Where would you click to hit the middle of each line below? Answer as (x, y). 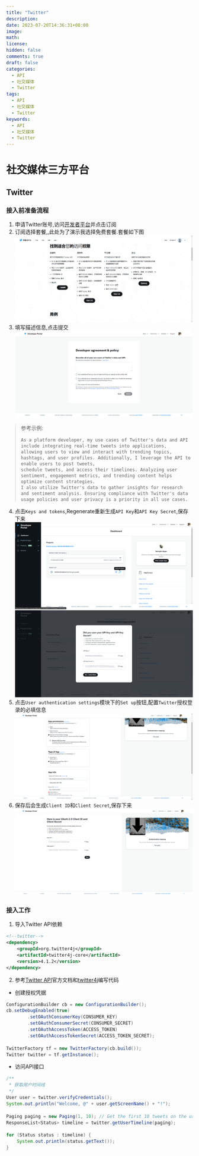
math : (13, 38)
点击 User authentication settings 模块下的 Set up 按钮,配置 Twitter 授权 (101, 702)
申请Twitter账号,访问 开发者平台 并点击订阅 (65, 224)
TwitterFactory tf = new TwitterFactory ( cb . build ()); (74, 1048)
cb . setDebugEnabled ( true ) (38, 1011)
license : (17, 44)
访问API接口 (29, 1067)
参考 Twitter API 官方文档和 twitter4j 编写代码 (67, 980)
